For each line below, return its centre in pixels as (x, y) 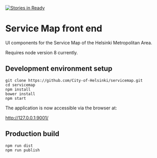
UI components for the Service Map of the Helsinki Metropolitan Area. (79, 42)
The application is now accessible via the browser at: (61, 108)
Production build (32, 134)
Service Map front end (54, 29)
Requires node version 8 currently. (42, 52)
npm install (18, 89)
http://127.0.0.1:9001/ (27, 118)
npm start (16, 98)
